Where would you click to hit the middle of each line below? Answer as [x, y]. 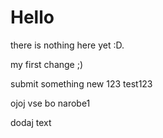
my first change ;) [47, 64]
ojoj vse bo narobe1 [50, 103]
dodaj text [31, 122]
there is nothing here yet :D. [67, 45]
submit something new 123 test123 [81, 83]
